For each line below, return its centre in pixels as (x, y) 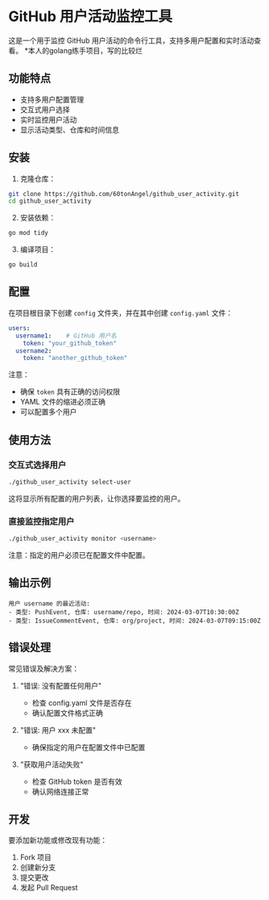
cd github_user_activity (50, 201)
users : (19, 328)
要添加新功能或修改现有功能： (58, 840)
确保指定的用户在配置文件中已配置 (89, 747)
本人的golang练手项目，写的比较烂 (85, 50)
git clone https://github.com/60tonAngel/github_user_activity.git (124, 194)
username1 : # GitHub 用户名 (66, 336)
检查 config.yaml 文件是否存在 (82, 702)
